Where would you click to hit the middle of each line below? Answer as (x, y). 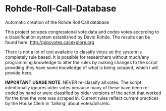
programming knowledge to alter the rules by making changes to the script (81, 62)
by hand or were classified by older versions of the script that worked (90, 93)
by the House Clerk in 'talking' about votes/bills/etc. (58, 103)
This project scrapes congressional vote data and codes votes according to (82, 32)
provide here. (19, 73)
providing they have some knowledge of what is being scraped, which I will (82, 68)
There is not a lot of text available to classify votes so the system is (74, 52)
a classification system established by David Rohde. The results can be (78, 37)
